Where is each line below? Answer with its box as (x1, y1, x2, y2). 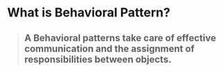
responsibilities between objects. (24, 53, 172, 65)
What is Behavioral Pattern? (7, 5, 171, 21)
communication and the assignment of (24, 43, 195, 54)
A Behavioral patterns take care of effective (24, 32, 217, 44)
